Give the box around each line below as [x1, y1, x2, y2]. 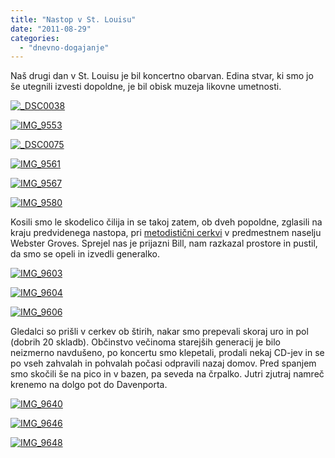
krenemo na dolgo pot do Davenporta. [10, 379, 168, 391]
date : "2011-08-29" [10, 24, 92, 34]
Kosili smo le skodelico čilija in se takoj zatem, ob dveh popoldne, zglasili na [10, 216, 323, 228]
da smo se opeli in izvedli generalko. [10, 248, 160, 260]
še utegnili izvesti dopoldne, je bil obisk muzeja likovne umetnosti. [10, 81, 282, 93]
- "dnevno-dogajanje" [19, 42, 110, 53]
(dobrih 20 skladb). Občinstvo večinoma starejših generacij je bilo [10, 336, 281, 348]
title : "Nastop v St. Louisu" [10, 14, 137, 25]
